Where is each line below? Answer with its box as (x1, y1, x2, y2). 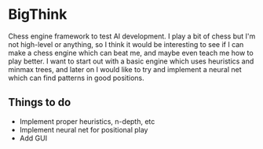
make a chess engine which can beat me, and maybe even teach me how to (8, 48, 254, 57)
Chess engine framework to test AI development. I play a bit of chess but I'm (8, 31, 256, 41)
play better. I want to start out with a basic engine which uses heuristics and (8, 56, 254, 66)
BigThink (8, 5, 68, 24)
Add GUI (19, 133, 48, 143)
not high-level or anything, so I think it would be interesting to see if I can (8, 39, 244, 49)
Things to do (8, 96, 71, 109)
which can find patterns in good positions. (8, 73, 145, 82)
